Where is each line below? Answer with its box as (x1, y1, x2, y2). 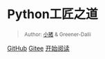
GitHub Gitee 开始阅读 (7, 44, 70, 52)
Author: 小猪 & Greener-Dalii (23, 31, 91, 38)
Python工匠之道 (7, 6, 98, 22)
